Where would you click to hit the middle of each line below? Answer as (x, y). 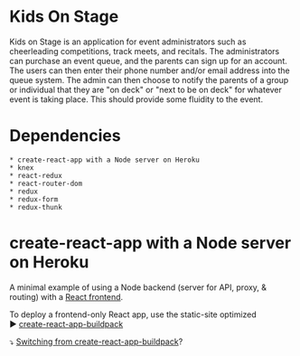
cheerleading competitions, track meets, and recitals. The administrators (145, 51)
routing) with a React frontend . (66, 296)
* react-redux (36, 175)
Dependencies (65, 136)
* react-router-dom (46, 183)
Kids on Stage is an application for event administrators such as (128, 42)
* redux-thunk (36, 207)
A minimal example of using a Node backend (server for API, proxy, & (138, 287)
